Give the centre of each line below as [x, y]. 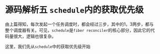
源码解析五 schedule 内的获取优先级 [74, 10]
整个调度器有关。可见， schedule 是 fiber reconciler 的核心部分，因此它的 [78, 30]
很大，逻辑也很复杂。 [35, 36]
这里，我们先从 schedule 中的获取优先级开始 [48, 46]
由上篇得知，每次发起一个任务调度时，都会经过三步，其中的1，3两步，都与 [80, 24]
